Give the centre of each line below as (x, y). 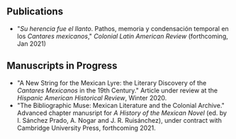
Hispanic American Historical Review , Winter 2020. (92, 97)
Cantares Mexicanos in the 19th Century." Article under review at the (117, 90)
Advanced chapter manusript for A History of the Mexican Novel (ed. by (122, 113)
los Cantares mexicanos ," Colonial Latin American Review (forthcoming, (122, 36)
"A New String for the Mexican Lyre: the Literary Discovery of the (112, 83)
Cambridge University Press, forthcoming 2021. (86, 128)
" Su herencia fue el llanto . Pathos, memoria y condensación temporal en (123, 28)
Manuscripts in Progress (62, 66)
